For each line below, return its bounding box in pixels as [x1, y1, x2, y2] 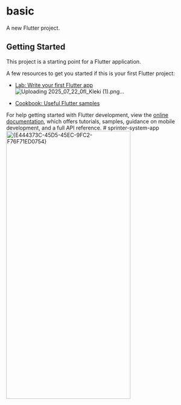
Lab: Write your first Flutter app [14, 81, 94, 88]
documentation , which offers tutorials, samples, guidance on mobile [6, 117, 175, 125]
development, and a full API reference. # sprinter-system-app [6, 124, 160, 131]
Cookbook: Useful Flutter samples [14, 99, 100, 107]
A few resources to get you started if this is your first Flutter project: [6, 70, 175, 77]
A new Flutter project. [6, 24, 60, 31]
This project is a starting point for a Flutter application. [6, 58, 141, 65]
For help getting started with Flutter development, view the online [6, 111, 169, 119]
